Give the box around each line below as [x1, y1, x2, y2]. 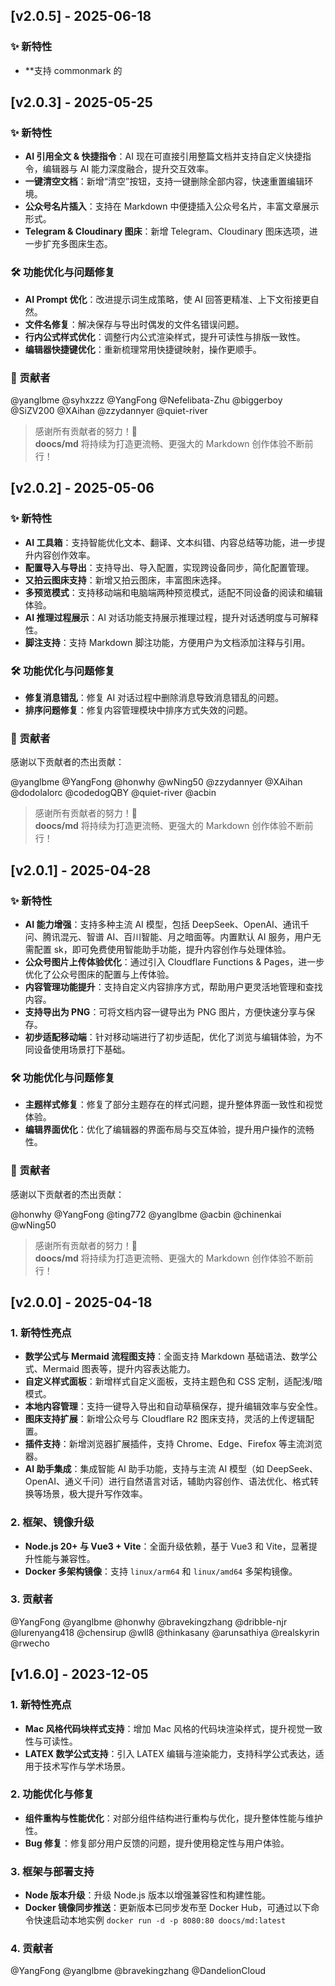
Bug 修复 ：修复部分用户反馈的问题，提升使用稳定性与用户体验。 [24, 1837, 290, 1849]
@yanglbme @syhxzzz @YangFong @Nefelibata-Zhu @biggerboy [10, 394, 283, 406]
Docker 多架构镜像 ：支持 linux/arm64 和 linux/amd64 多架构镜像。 [24, 1565, 298, 1577]
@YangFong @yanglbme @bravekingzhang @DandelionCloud [10, 1965, 267, 1977]
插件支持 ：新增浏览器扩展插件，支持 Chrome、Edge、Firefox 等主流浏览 [24, 1438, 323, 1450]
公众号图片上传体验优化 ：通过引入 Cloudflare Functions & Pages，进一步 [24, 955, 325, 968]
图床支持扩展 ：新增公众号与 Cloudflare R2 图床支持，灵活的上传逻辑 [24, 1413, 306, 1425]
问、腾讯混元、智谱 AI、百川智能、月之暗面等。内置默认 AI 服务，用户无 [24, 930, 322, 943]
